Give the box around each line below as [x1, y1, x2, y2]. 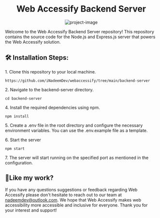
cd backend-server [5, 96, 42, 101]
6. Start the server [5, 137, 41, 143]
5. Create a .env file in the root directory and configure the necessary [5, 122, 143, 128]
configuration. [5, 160, 33, 165]
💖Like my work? [5, 174, 54, 182]
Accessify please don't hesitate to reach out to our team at [5, 192, 122, 198]
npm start [5, 146, 25, 151]
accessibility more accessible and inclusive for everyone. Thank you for [5, 202, 148, 208]
